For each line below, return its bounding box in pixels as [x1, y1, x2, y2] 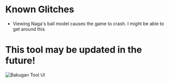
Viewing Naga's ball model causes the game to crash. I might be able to [12, 20, 164, 27]
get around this [12, 26, 45, 32]
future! [5, 55, 36, 67]
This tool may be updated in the [5, 44, 142, 56]
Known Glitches [5, 4, 74, 15]
